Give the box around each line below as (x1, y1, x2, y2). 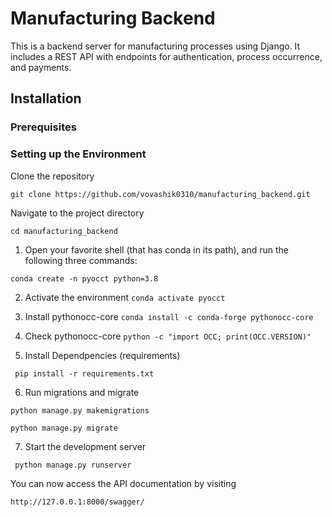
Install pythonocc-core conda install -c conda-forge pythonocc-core (24, 310, 314, 322)
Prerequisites (10, 120, 77, 134)
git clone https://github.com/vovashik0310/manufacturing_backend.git (10, 189, 311, 199)
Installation (10, 90, 82, 107)
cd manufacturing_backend (10, 226, 118, 236)
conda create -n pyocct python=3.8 (10, 273, 159, 284)
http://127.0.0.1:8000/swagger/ (10, 497, 145, 507)
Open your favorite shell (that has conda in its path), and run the (24, 243, 289, 256)
